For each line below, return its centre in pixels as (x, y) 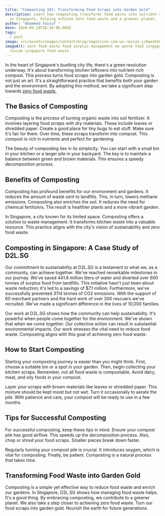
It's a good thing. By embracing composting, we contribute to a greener (77, 498)
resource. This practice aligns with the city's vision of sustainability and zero (82, 227)
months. (14, 402)
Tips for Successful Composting (56, 418)
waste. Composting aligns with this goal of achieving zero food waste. (76, 334)
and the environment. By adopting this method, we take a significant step (79, 86)
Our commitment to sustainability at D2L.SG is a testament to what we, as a (81, 267)
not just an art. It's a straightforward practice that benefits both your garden (82, 80)
